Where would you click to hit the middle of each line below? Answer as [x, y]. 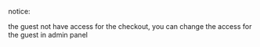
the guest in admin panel [48, 35]
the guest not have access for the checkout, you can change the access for [130, 26]
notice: [19, 11]
